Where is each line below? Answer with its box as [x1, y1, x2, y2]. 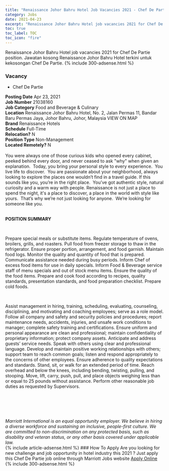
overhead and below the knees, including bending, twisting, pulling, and [5, 367, 154, 373]
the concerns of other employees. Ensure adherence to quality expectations [5, 357, 163, 363]
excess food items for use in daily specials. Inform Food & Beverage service [5, 262, 162, 268]
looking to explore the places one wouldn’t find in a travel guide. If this [5, 174, 151, 180]
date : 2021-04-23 [5, 17, 42, 22]
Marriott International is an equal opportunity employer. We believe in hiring [5, 418, 162, 424]
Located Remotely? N [5, 142, 51, 148]
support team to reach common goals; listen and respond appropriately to [5, 351, 158, 358]
